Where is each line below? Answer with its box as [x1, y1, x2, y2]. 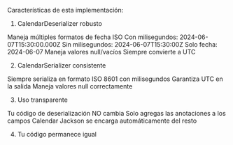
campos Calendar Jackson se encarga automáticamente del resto [7, 116, 197, 125]
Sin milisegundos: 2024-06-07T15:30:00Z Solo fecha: [62, 40, 218, 48]
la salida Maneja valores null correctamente [7, 82, 133, 90]
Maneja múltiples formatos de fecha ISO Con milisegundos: [7, 33, 178, 41]
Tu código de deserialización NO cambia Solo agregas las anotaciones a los [7, 109, 226, 117]
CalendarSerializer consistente [17, 61, 106, 69]
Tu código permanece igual [17, 130, 97, 138]
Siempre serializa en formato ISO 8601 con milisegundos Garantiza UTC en [7, 75, 224, 83]
